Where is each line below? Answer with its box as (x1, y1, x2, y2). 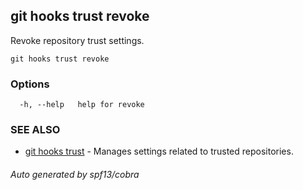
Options (10, 77, 50, 91)
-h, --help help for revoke (19, 100, 145, 110)
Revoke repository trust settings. (10, 34, 145, 46)
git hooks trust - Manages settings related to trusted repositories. (24, 145, 294, 158)
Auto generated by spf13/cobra (10, 169, 140, 180)
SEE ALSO (10, 123, 61, 137)
